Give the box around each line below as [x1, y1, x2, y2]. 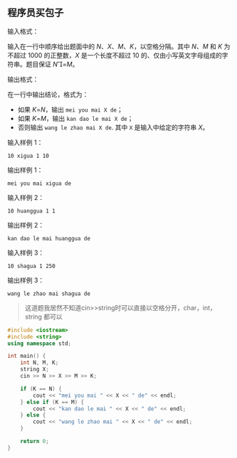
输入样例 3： [7, 248, 45, 257]
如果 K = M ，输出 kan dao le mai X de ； [17, 114, 134, 122]
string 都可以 [24, 312, 63, 321]
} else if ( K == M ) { [20, 398, 84, 405]
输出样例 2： [7, 220, 45, 229]
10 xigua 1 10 [7, 152, 50, 159]
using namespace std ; [7, 340, 72, 347]
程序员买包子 [7, 6, 64, 19]
